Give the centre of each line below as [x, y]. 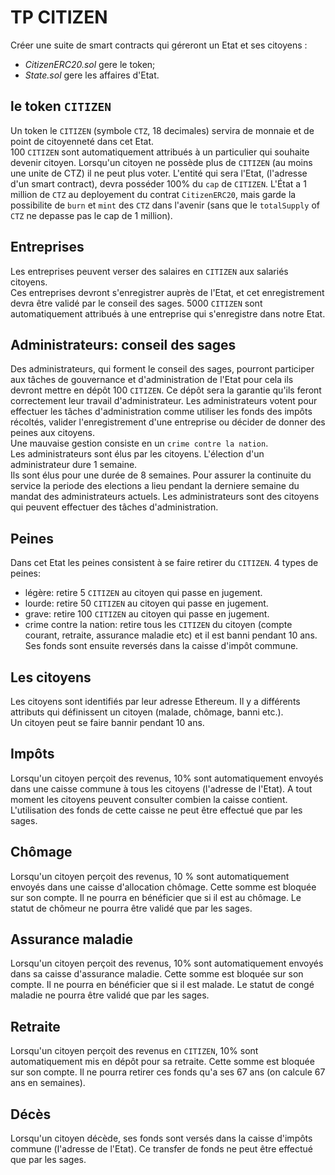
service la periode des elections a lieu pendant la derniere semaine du [155, 486]
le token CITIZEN [61, 106]
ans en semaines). [48, 1083]
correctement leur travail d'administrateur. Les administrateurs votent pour [164, 401]
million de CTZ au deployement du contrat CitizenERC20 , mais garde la [153, 194]
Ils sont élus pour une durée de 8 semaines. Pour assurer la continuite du [161, 475]
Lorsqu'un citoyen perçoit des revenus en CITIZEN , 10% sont [134, 1051]
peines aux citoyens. [53, 433]
